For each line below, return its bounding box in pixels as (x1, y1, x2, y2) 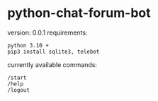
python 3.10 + (7, 42, 50, 49)
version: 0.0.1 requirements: (7, 28, 88, 37)
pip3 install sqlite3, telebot (7, 48, 100, 55)
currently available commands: (7, 60, 98, 69)
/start (7, 74, 27, 81)
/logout (7, 86, 30, 93)
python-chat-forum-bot (7, 5, 151, 21)
